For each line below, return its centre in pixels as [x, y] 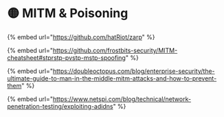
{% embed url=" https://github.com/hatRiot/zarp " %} [81, 37]
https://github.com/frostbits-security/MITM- [115, 50]
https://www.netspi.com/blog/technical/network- [122, 99]
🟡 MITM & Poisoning [68, 13]
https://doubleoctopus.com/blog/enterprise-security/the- [134, 71]
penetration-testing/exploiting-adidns [60, 106]
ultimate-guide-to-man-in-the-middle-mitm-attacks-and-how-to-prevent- [112, 78]
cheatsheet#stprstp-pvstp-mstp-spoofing [66, 57]
